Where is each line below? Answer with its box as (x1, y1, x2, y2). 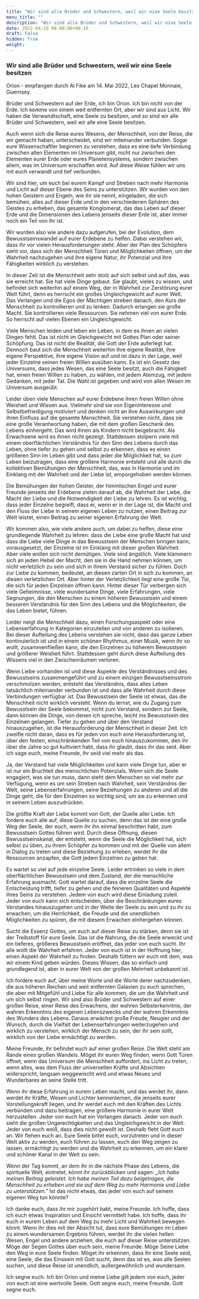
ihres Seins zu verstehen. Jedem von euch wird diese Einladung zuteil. (6, 891, 179, 898)
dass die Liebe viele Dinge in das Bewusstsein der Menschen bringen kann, (6, 538, 191, 545)
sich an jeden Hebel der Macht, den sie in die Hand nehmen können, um (6, 557, 182, 564)
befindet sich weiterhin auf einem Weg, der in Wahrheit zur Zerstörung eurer (6, 284, 193, 291)
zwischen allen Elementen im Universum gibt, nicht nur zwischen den (6, 149, 176, 156)
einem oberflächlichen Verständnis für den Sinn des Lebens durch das (6, 440, 178, 447)
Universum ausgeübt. (6, 384, 59, 391)
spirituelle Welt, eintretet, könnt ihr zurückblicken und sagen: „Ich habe (6, 1169, 179, 1176)
